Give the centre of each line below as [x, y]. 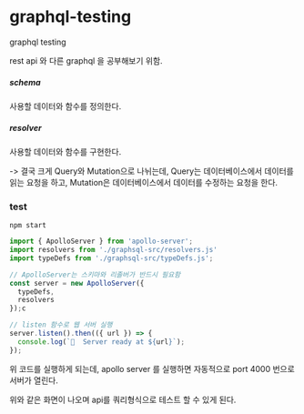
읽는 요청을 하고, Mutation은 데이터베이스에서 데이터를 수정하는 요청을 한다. [144, 182]
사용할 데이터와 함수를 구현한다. [66, 151]
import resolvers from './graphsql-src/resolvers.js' [114, 250]
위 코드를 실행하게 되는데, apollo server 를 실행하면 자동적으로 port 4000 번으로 [152, 369]
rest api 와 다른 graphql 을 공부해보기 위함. [86, 60]
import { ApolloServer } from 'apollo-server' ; [101, 242]
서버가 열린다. [34, 380]
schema [25, 82]
